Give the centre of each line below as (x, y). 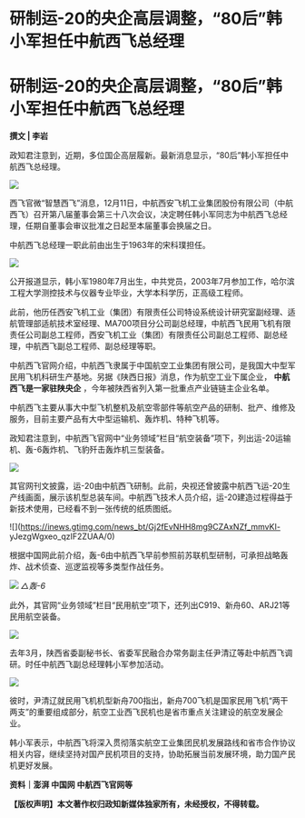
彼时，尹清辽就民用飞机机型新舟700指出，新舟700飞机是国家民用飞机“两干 (149, 701)
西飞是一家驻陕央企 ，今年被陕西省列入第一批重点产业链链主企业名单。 (142, 388)
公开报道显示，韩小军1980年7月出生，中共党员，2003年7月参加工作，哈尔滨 (152, 282)
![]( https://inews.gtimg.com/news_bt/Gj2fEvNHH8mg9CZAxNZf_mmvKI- (145, 527)
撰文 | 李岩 (29, 136)
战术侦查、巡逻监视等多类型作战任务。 (97, 567)
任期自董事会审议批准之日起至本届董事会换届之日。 (120, 226)
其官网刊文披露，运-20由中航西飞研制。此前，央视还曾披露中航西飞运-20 (146, 486)
